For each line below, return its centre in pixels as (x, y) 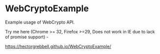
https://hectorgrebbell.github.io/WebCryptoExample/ (58, 46)
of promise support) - (27, 37)
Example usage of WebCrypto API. (40, 22)
